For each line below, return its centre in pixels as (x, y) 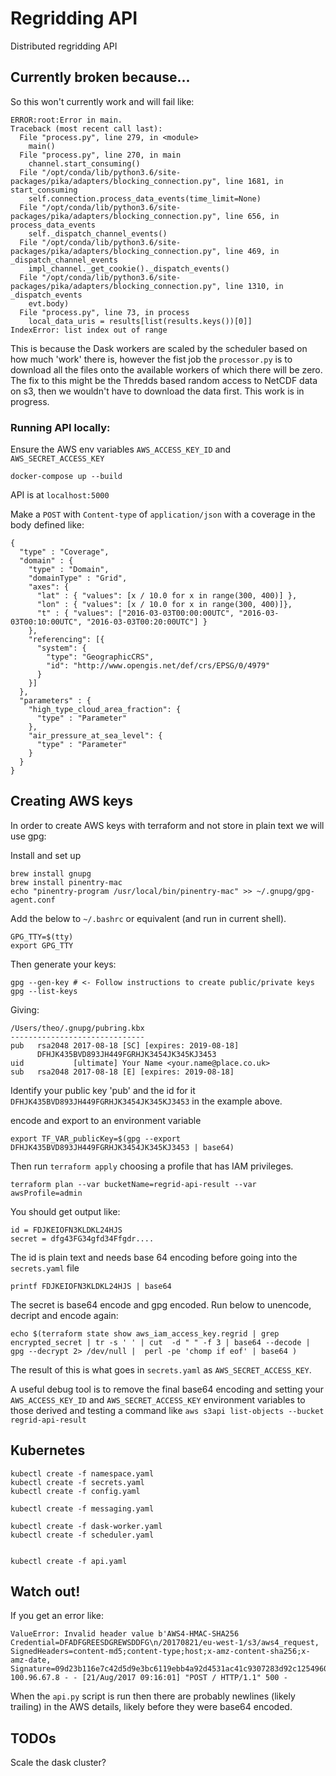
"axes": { (49, 587)
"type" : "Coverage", (64, 552)
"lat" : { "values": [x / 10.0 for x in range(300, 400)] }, (167, 596)
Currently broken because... (100, 77)
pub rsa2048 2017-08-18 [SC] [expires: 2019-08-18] (125, 1045)
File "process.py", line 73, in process (104, 312)
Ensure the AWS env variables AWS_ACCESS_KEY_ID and (121, 449)
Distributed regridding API (64, 46)
